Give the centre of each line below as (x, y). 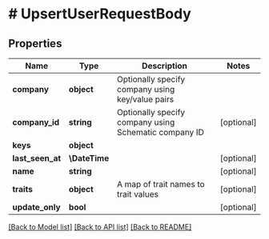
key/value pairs (146, 99)
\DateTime (89, 158)
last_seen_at (37, 158)
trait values (138, 194)
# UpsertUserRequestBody (100, 14)
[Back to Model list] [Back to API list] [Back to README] (100, 227)
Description (165, 66)
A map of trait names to (161, 184)
